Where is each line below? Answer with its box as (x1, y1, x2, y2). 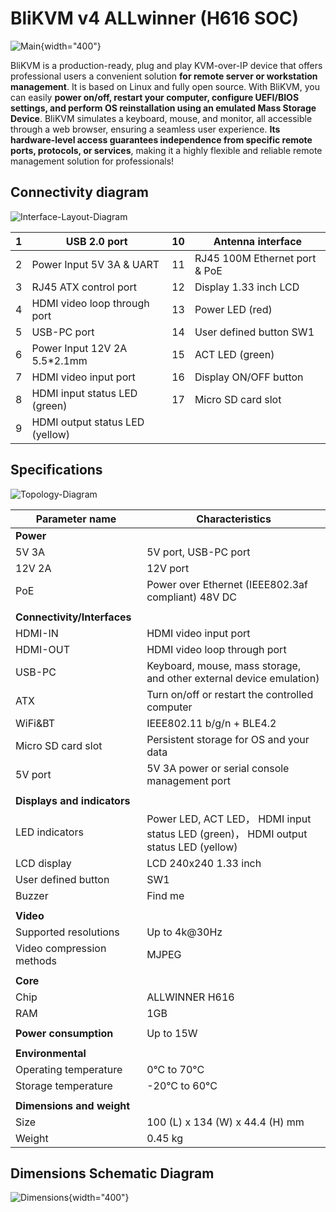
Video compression (15, 941, 107, 955)
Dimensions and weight (15, 1098, 131, 1112)
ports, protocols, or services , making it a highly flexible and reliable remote (10, 144, 323, 156)
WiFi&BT (15, 716, 56, 730)
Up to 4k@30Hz (146, 925, 223, 939)
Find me (146, 888, 185, 902)
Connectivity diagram (10, 184, 149, 201)
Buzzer (15, 888, 49, 902)
